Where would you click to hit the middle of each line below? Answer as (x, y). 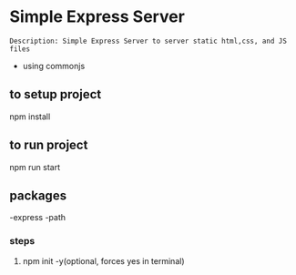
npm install (30, 117)
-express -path (38, 218)
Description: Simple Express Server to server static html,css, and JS (148, 41)
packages (38, 195)
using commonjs (54, 66)
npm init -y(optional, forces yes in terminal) (103, 260)
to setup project (56, 94)
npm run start (35, 167)
